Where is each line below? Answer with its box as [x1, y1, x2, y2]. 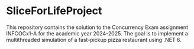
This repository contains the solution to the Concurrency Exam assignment [6, 24, 188, 31]
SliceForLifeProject [6, 4, 102, 18]
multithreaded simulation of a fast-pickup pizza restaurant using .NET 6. [6, 36, 182, 43]
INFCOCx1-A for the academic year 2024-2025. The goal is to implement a [6, 30, 188, 37]
